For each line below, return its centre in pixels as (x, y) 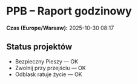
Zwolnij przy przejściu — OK (50, 68)
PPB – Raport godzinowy (69, 11)
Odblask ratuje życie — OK (49, 74)
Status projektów (39, 47)
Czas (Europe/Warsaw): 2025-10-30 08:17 (60, 28)
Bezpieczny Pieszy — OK (47, 61)
